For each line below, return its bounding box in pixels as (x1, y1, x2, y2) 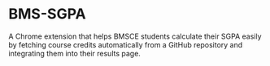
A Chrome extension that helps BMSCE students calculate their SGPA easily (8, 31, 262, 41)
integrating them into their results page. (8, 48, 141, 58)
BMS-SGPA (8, 5, 87, 23)
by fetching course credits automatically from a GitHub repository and (8, 39, 243, 49)
